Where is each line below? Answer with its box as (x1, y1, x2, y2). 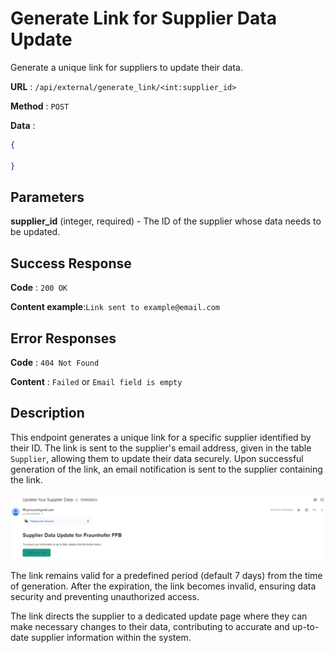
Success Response (10, 255, 132, 272)
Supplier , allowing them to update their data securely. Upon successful (10, 452, 304, 464)
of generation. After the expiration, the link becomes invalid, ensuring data (10, 580, 317, 592)
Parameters (10, 188, 85, 206)
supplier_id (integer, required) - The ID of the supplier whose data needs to (10, 215, 322, 227)
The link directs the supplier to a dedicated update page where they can (10, 610, 308, 622)
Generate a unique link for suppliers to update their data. (10, 61, 244, 73)
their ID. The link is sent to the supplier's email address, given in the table (10, 442, 312, 454)
